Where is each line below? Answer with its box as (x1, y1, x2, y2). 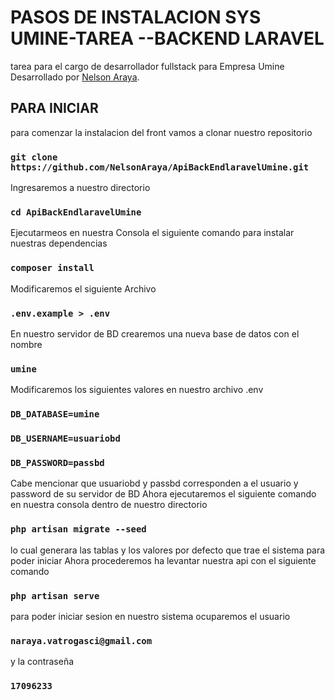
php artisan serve (10, 590, 100, 601)
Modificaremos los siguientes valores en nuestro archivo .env (10, 384, 264, 396)
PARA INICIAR (10, 100, 99, 117)
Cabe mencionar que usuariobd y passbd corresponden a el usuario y (10, 477, 299, 490)
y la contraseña (10, 656, 75, 668)
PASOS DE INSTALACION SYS (10, 6, 262, 29)
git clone (10, 151, 58, 163)
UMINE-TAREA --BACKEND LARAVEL (10, 27, 325, 50)
